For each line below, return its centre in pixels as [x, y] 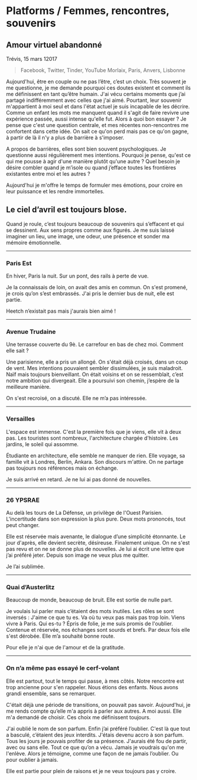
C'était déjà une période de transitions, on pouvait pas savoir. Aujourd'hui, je [98, 704]
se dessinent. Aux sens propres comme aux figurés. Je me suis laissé [90, 230]
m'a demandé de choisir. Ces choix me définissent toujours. [79, 717]
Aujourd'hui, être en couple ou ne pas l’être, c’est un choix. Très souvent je [96, 81]
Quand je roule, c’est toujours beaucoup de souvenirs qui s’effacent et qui [95, 224]
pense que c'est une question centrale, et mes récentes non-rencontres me [97, 125]
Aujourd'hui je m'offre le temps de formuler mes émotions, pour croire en [94, 185]
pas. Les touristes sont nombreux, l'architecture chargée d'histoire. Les [92, 438]
